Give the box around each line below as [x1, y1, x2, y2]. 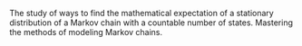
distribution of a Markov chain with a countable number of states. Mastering [9, 17, 293, 28]
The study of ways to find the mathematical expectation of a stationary [9, 8, 274, 18]
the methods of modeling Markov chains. [9, 27, 163, 37]
